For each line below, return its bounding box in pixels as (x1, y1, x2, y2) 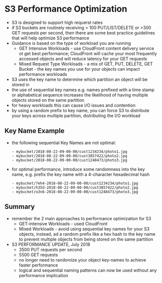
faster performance (18, 262, 58, 268)
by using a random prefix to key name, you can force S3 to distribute (11, 107, 149, 113)
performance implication (18, 272, 69, 278)
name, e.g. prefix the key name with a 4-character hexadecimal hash (11, 171, 150, 177)
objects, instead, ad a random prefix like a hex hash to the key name (18, 231, 156, 237)
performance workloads (18, 71, 68, 77)
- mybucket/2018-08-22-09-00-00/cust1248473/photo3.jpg (11, 157, 127, 163)
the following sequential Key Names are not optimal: (11, 140, 116, 146)
